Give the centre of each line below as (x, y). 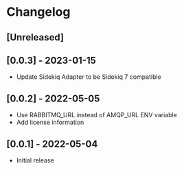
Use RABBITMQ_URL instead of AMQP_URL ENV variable (97, 115)
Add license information (50, 122)
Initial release (35, 160)
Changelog (38, 12)
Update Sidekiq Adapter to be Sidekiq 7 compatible (89, 77)
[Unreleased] (35, 37)
